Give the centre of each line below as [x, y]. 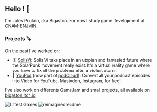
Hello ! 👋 [18, 9]
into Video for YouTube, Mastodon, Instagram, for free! [66, 81]
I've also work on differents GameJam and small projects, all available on [78, 90]
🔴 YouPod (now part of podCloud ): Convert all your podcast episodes [81, 76]
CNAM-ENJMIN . [21, 26]
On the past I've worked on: [33, 51]
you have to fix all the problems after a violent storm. [64, 70]
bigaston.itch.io [20, 95]
